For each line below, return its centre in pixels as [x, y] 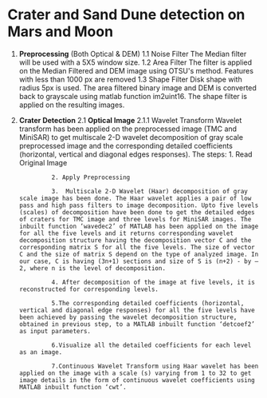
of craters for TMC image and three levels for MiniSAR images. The [135, 219]
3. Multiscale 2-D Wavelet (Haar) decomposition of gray [149, 191]
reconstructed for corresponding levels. [88, 289]
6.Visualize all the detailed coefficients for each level [151, 345]
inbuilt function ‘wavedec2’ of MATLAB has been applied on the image [139, 226]
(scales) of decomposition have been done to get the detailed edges [137, 212]
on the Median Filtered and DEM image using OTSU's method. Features [136, 70]
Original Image [43, 162]
